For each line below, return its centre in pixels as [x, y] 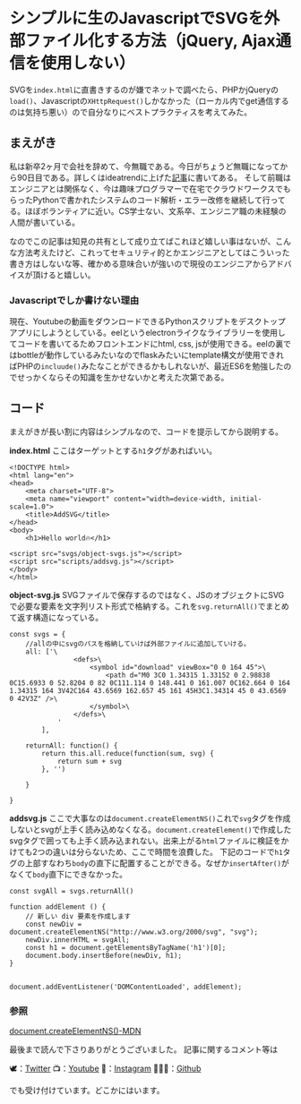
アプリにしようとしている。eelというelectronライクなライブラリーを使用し [148, 333]
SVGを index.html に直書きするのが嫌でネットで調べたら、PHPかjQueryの [144, 90]
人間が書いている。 [45, 222]
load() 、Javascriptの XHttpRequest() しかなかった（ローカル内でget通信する [149, 100]
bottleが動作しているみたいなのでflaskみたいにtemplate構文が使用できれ [150, 355]
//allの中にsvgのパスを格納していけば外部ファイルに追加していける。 [138, 644]
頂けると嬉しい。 [64, 275]
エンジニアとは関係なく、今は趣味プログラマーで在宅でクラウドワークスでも [150, 188]
